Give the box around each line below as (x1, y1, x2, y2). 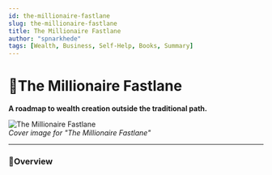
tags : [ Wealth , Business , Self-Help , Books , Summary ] (8, 42, 194, 50)
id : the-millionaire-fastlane (8, 11, 111, 20)
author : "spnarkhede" (8, 34, 82, 43)
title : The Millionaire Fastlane (8, 27, 121, 35)
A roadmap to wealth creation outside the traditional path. (8, 104, 208, 113)
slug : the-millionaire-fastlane (8, 19, 117, 28)
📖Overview (8, 156, 53, 167)
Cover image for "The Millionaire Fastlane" (8, 128, 151, 138)
